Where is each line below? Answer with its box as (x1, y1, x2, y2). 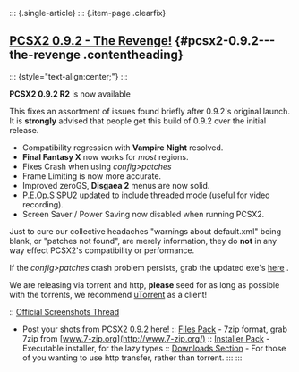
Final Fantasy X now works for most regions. (21, 151, 189, 162)
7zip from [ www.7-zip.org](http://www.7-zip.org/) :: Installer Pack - (21, 333, 270, 343)
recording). (21, 199, 64, 209)
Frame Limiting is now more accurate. (21, 170, 162, 182)
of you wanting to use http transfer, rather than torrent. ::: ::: (21, 352, 243, 363)
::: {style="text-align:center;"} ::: (9, 71, 128, 81)
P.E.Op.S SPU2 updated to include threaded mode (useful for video (21, 190, 270, 200)
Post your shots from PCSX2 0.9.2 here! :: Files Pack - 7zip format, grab (21, 324, 288, 334)
